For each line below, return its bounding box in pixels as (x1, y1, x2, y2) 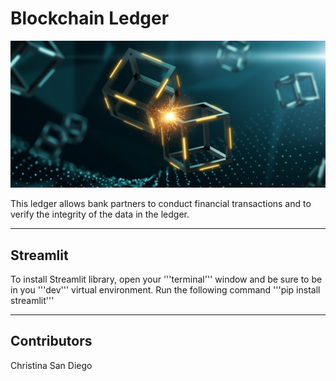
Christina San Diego (10, 359, 93, 371)
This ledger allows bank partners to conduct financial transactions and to (10, 198, 312, 210)
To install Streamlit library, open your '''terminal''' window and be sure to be (10, 273, 323, 286)
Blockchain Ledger (10, 7, 170, 30)
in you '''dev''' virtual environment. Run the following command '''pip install (10, 284, 321, 296)
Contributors (10, 333, 93, 350)
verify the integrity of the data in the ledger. (10, 208, 190, 221)
